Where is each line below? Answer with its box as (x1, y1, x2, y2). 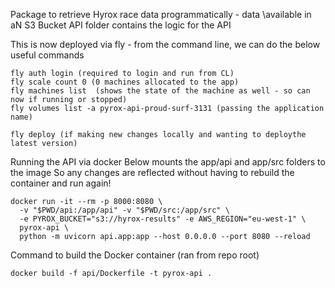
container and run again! (10, 177, 112, 189)
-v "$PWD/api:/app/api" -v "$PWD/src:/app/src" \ (19, 205, 230, 215)
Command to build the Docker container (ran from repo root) (10, 249, 260, 261)
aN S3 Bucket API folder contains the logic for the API (10, 19, 232, 31)
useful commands (10, 49, 85, 61)
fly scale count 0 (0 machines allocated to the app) (10, 77, 240, 87)
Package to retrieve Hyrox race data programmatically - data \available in (10, 9, 312, 20)
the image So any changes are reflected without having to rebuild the (10, 167, 295, 178)
